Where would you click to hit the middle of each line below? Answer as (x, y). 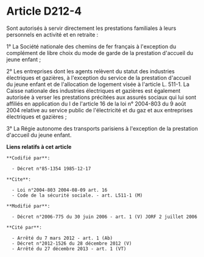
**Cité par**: (24, 227)
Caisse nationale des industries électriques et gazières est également (93, 90)
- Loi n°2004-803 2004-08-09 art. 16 (60, 190)
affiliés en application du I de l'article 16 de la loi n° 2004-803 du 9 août (96, 103)
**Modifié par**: (28, 206)
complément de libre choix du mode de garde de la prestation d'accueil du (100, 52)
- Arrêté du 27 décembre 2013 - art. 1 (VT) (69, 248)
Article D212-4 (44, 11)
